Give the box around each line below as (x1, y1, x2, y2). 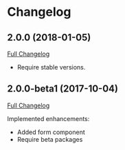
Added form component (16, 128, 86, 136)
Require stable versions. (16, 63, 86, 71)
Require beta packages (16, 135, 83, 143)
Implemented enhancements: (7, 114, 90, 122)
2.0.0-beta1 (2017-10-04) (7, 83, 119, 95)
